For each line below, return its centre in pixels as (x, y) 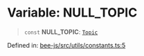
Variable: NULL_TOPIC (72, 13)
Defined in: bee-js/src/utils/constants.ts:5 (66, 45)
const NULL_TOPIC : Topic (61, 32)
